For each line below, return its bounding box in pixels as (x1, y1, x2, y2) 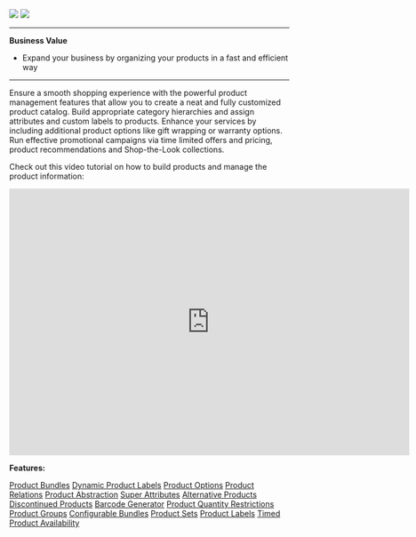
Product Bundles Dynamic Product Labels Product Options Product (9, 480, 255, 490)
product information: (9, 171, 84, 181)
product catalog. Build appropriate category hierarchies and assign (9, 107, 255, 116)
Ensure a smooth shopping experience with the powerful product (9, 88, 247, 98)
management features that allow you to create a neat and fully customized (9, 97, 282, 108)
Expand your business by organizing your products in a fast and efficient (21, 52, 289, 63)
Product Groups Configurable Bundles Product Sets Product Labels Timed (9, 509, 281, 518)
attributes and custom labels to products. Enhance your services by (9, 116, 257, 126)
